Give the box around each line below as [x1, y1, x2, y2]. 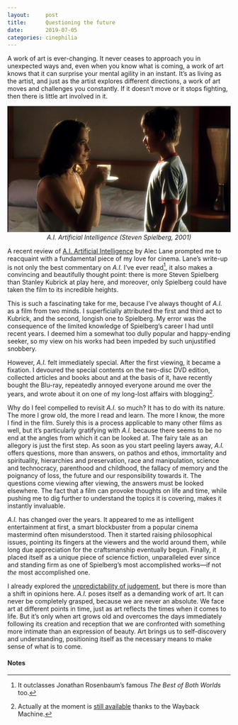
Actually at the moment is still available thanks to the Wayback [17, 702, 200, 711]
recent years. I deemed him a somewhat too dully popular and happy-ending [7, 329, 231, 338]
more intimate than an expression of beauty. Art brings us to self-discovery [7, 627, 227, 636]
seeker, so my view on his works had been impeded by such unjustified [7, 337, 216, 346]
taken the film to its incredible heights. [7, 285, 119, 294]
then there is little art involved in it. [7, 92, 108, 101]
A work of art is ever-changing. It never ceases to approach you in [7, 54, 201, 63]
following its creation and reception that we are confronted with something [7, 620, 225, 628]
